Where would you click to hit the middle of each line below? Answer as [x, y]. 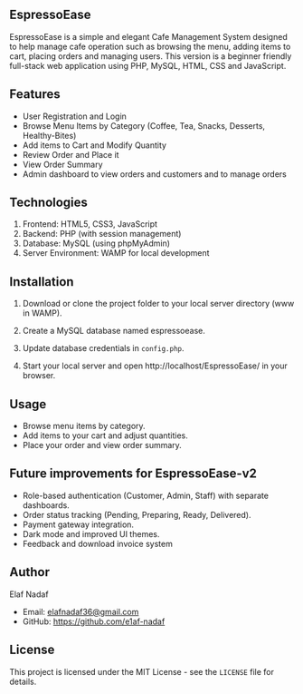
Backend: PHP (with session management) [102, 234]
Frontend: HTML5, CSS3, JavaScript [90, 224]
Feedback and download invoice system [98, 543]
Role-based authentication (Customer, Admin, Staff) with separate [146, 495]
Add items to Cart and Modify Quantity [95, 145]
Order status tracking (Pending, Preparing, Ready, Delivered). [137, 514]
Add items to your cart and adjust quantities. [105, 435]
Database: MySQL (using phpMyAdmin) [96, 243]
